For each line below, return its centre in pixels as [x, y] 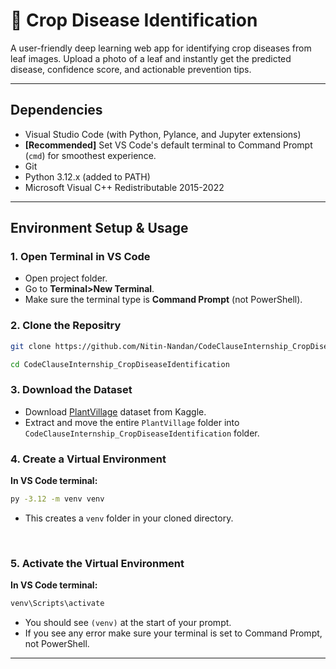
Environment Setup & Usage [99, 228]
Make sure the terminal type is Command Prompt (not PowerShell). [163, 300]
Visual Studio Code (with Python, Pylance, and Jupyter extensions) [163, 134]
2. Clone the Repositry [66, 326]
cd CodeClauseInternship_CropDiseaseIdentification [120, 364]
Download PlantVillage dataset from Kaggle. [115, 411]
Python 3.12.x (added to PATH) [87, 176]
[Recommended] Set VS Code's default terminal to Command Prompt [168, 145]
